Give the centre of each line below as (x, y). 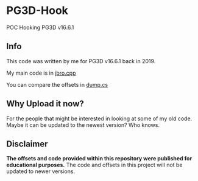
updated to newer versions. (41, 171)
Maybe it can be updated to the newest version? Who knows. (83, 125)
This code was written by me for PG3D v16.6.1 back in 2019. (81, 61)
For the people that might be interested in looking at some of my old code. (99, 118)
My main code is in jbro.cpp (41, 73)
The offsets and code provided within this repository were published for (99, 159)
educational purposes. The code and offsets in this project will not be (94, 165)
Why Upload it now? (45, 104)
